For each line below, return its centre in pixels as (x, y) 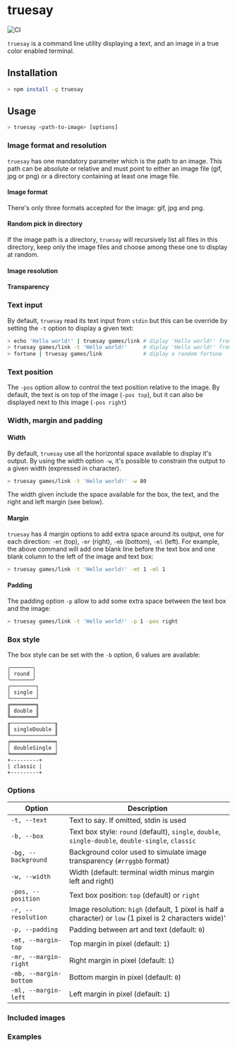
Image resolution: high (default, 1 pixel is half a (147, 910)
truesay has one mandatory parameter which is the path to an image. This (115, 161)
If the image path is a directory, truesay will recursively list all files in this (113, 240)
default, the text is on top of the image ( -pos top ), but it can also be (105, 395)
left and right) (92, 882)
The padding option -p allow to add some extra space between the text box (117, 601)
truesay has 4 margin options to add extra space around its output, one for (116, 534)
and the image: (29, 608)
